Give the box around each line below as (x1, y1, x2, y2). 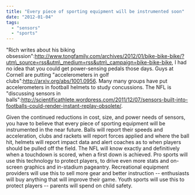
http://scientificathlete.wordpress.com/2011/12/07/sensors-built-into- (21, 96, 189, 103)
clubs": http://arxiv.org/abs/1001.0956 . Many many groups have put (6, 77, 168, 85)
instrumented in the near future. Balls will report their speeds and (6, 126, 163, 134)
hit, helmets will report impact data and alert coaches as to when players (6, 139, 182, 146)
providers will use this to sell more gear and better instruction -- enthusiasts (6, 170, 189, 177)
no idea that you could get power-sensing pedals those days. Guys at (6, 65, 174, 72)
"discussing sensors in (6, 90, 61, 97)
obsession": (6, 53, 35, 60)
